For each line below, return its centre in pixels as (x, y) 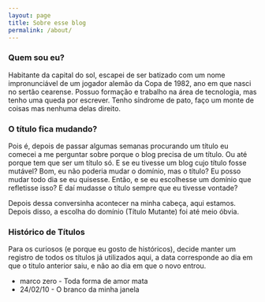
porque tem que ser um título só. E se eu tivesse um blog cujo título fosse (127, 162)
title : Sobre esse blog (47, 23)
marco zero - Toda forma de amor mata (84, 281)
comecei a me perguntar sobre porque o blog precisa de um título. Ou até (128, 154)
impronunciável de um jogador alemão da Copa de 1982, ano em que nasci (130, 83)
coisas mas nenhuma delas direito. (64, 108)
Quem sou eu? (36, 58)
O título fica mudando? (53, 129)
